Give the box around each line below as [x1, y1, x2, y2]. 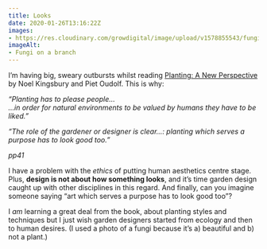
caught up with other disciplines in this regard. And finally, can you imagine [8, 183, 254, 192]
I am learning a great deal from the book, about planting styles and [8, 207, 227, 216]
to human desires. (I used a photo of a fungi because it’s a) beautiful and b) [8, 224, 254, 233]
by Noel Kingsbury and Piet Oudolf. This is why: [8, 79, 164, 88]
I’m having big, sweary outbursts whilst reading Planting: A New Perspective [8, 71, 258, 80]
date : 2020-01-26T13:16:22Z [8, 19, 102, 27]
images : [8, 26, 34, 34]
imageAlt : [8, 41, 41, 49]
